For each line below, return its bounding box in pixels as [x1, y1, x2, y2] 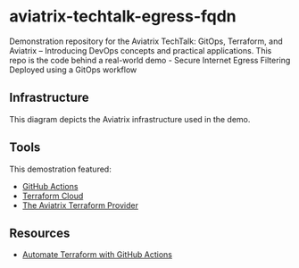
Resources [9, 225, 71, 240]
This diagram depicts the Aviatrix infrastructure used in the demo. [9, 113, 251, 124]
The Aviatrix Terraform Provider [21, 199, 138, 211]
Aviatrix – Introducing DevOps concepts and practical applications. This [9, 45, 272, 55]
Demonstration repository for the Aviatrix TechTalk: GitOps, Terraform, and [9, 36, 283, 46]
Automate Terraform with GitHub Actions [21, 249, 172, 260]
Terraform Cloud [21, 190, 84, 201]
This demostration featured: [9, 163, 112, 174]
